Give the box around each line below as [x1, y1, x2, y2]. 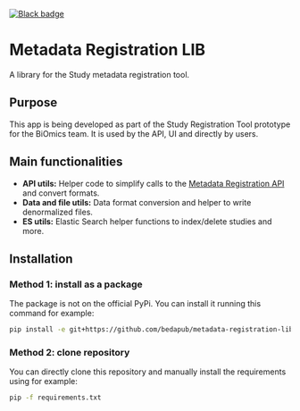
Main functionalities [9, 155, 123, 170]
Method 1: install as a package [9, 278, 143, 290]
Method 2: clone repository [9, 347, 130, 359]
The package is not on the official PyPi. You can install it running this [9, 298, 262, 309]
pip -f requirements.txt [9, 393, 102, 402]
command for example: [9, 308, 95, 319]
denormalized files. [21, 206, 94, 217]
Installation [9, 251, 73, 266]
